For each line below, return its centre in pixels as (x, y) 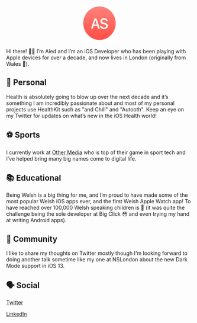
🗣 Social (23, 285)
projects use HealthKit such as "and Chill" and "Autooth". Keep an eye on (95, 109)
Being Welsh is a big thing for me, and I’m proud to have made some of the (97, 195)
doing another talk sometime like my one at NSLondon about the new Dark (97, 260)
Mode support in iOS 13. (35, 266)
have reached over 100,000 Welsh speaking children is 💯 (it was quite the (96, 208)
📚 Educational (34, 178)
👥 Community (32, 239)
